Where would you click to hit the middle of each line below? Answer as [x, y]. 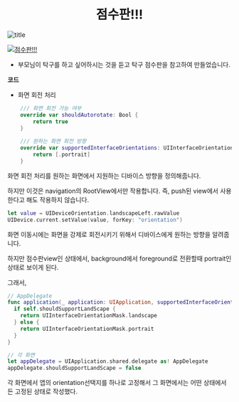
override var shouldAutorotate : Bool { [79, 115]
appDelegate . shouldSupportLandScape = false [74, 368]
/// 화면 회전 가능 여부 [51, 108]
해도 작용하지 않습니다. [58, 199]
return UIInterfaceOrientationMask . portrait [87, 329]
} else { [27, 322]
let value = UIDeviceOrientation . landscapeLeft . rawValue [94, 213]
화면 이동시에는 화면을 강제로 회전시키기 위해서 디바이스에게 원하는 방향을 [109, 234]
